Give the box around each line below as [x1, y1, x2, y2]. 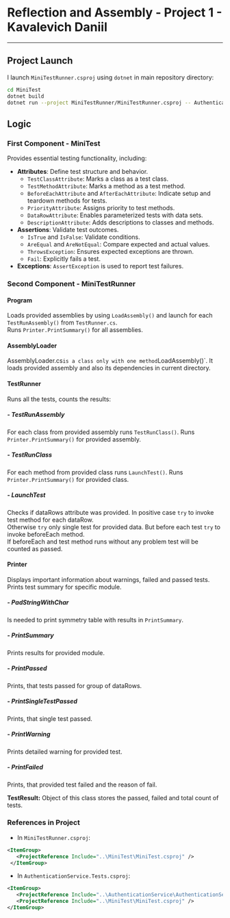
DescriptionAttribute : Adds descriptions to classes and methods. [27, 218, 214, 227]
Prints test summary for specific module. [7, 583, 122, 591]
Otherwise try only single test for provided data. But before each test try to [7, 522, 221, 531]
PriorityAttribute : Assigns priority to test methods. [27, 204, 175, 212]
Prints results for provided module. [7, 648, 105, 656]
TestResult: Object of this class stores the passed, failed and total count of [7, 793, 219, 802]
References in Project [7, 818, 80, 828]
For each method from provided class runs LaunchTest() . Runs [7, 468, 183, 476]
